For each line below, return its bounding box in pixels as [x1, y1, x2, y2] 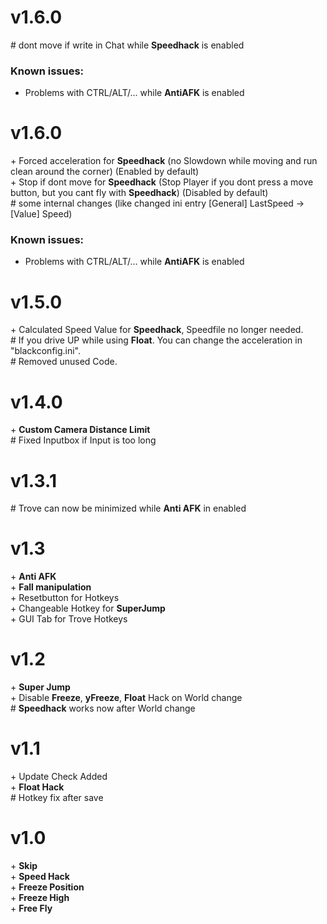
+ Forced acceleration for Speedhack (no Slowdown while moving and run [10, 155, 318, 167]
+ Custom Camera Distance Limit [10, 424, 151, 436]
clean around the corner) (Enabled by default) [10, 166, 200, 178]
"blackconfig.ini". [10, 345, 82, 357]
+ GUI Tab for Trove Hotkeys [10, 613, 128, 625]
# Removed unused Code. [10, 356, 118, 368]
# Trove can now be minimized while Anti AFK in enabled [10, 502, 247, 515]
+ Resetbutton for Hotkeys [10, 592, 120, 604]
